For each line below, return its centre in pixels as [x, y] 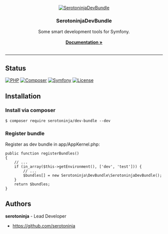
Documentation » [84, 42]
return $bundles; [32, 184]
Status [16, 68]
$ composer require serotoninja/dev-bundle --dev [58, 121]
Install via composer [30, 110]
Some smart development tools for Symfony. [84, 32]
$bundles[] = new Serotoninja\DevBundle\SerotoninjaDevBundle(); [93, 176]
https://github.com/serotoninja [44, 225]
